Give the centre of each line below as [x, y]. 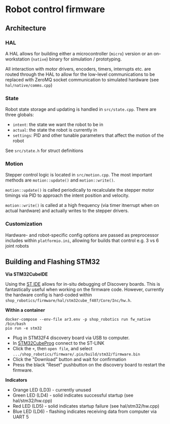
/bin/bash [16, 324]
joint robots [17, 246]
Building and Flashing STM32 [53, 262]
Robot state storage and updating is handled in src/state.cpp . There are [81, 109]
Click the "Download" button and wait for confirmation [69, 359]
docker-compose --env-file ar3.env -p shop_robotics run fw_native [78, 319]
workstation [18, 59]
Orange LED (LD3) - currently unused [52, 389]
